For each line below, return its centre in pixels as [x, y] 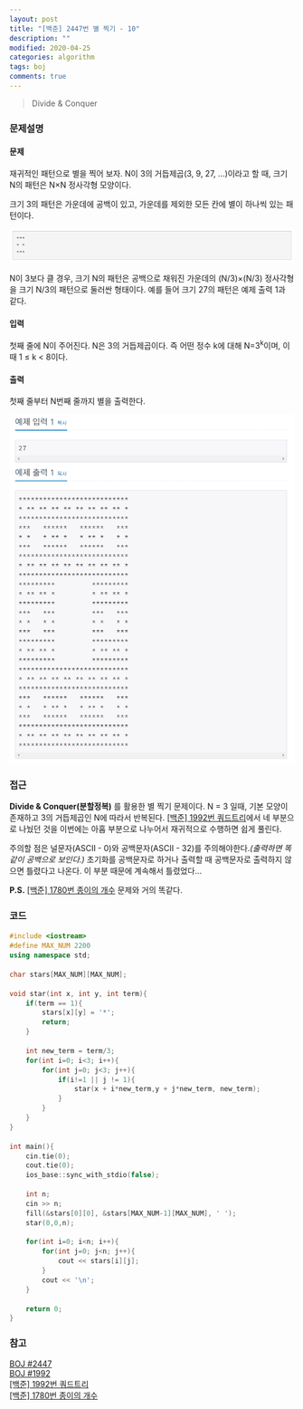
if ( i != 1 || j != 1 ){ [96, 1079]
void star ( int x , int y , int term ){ [78, 993]
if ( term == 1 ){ [54, 1003]
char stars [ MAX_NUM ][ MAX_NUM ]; [68, 974]
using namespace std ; [50, 955]
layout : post [34, 19]
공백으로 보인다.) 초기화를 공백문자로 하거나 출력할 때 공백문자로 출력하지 [154, 859]
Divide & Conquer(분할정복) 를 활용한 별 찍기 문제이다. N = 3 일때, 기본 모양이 [149, 807]
